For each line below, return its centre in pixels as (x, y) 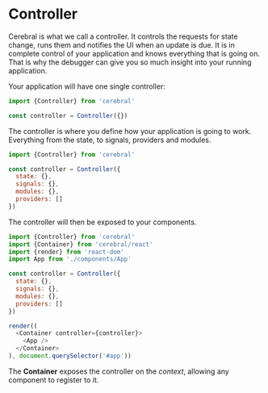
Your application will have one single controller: (87, 86)
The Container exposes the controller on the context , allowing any (119, 371)
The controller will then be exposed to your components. (103, 222)
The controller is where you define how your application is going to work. (130, 131)
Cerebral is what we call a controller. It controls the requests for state (123, 36)
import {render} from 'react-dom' (67, 252)
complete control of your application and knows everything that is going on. (134, 53)
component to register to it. (54, 379)
